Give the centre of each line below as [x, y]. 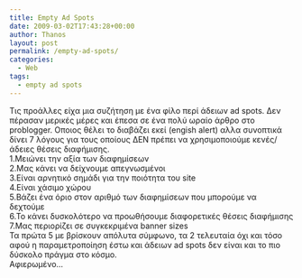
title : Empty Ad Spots [52, 18]
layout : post [34, 43]
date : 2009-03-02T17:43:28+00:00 [72, 26]
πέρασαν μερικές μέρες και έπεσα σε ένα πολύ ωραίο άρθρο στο [132, 120]
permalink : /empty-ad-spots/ [64, 51]
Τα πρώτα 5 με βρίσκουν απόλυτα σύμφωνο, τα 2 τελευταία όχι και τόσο [146, 235]
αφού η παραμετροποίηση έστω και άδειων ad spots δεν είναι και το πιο [145, 245]
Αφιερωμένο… [37, 264]
